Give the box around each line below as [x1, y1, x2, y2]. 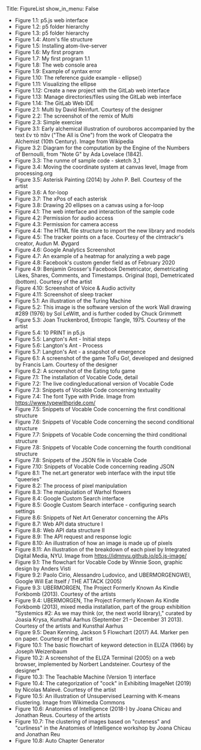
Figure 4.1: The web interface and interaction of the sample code [14, 208, 175, 215]
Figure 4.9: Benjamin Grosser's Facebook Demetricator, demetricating [14, 265, 188, 272]
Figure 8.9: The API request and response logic [14, 533, 132, 540]
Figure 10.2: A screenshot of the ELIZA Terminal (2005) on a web [14, 654, 176, 661]
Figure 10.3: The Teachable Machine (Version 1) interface [14, 673, 156, 680]
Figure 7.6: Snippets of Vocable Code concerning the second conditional [14, 418, 194, 425]
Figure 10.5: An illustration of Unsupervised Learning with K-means [14, 692, 181, 700]
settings [14, 508, 35, 515]
